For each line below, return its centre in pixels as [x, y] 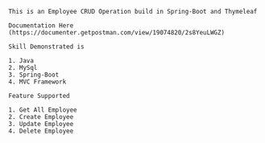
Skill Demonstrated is [46, 47]
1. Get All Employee [43, 110]
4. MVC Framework [37, 82]
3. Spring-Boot [34, 75]
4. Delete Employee [41, 131]
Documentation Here [41, 26]
